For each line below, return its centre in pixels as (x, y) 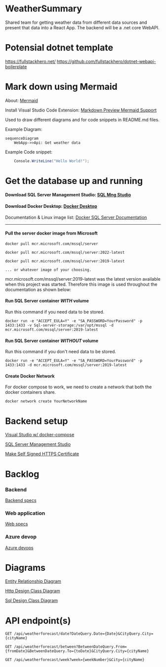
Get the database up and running (74, 181)
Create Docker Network (30, 376)
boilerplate (16, 66)
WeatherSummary (44, 9)
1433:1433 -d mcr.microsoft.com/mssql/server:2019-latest (66, 365)
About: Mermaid (21, 100)
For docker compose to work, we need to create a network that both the (79, 387)
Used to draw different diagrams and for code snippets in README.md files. (82, 120)
